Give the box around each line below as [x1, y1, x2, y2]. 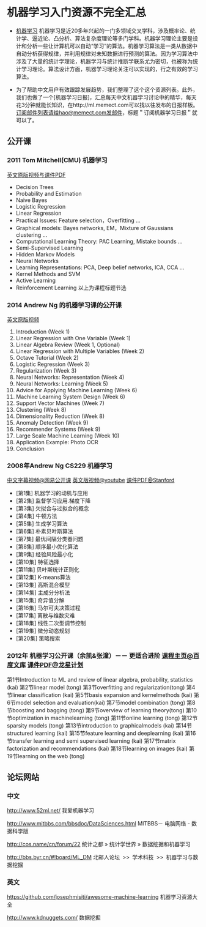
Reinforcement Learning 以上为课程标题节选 [15, 284, 127, 291]
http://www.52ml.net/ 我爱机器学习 [7, 807, 94, 814]
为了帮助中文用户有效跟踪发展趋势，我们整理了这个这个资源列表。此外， [15, 86, 198, 93]
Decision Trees [15, 183, 54, 190]
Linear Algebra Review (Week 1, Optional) [15, 341, 120, 348]
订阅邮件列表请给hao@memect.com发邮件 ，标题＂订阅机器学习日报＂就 [15, 108, 197, 116]
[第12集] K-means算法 [15, 573, 71, 581]
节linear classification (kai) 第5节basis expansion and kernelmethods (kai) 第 [7, 691, 199, 698]
